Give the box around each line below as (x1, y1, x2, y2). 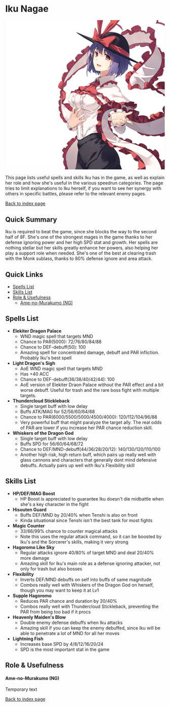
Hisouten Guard (12, 507, 47, 513)
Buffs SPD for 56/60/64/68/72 (20, 441, 83, 447)
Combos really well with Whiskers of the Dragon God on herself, (20, 581, 154, 588)
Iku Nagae (5, 3, 49, 15)
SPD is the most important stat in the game (20, 646, 110, 652)
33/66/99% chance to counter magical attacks (20, 528, 118, 534)
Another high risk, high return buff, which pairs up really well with (20, 451, 156, 458)
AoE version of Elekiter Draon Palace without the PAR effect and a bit (20, 382, 164, 388)
